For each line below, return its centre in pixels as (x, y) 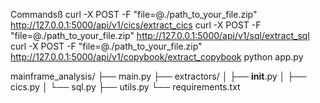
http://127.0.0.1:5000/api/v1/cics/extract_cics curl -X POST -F (136, 25)
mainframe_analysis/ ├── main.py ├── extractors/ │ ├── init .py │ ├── (158, 76)
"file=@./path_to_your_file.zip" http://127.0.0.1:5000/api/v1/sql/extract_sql (160, 35)
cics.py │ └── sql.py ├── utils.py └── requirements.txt (125, 87)
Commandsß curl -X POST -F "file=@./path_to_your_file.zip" (134, 14)
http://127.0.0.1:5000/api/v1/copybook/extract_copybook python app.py (157, 57)
